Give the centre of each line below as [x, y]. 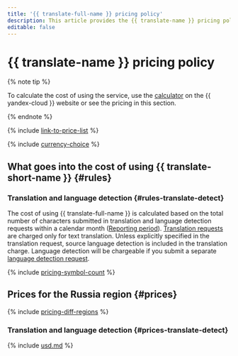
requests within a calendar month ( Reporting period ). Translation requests [115, 228]
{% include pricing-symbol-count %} [61, 272]
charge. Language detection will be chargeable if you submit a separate [112, 251]
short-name [34, 178]
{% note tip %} [29, 82]
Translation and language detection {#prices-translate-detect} [118, 330]
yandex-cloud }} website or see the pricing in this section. [92, 103]
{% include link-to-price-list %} [53, 130]
